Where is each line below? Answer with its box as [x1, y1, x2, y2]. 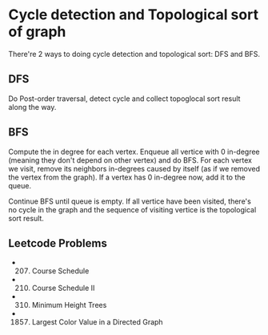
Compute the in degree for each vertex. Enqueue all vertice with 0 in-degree [8, 147, 260, 156]
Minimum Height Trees [31, 301, 107, 310]
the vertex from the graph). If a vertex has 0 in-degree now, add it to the [8, 172, 246, 182]
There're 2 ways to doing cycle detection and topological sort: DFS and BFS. [8, 49, 260, 59]
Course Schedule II [31, 283, 95, 293]
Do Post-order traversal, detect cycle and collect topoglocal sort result [8, 94, 241, 103]
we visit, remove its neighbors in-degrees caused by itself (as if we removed [8, 163, 261, 173]
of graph [8, 22, 66, 41]
